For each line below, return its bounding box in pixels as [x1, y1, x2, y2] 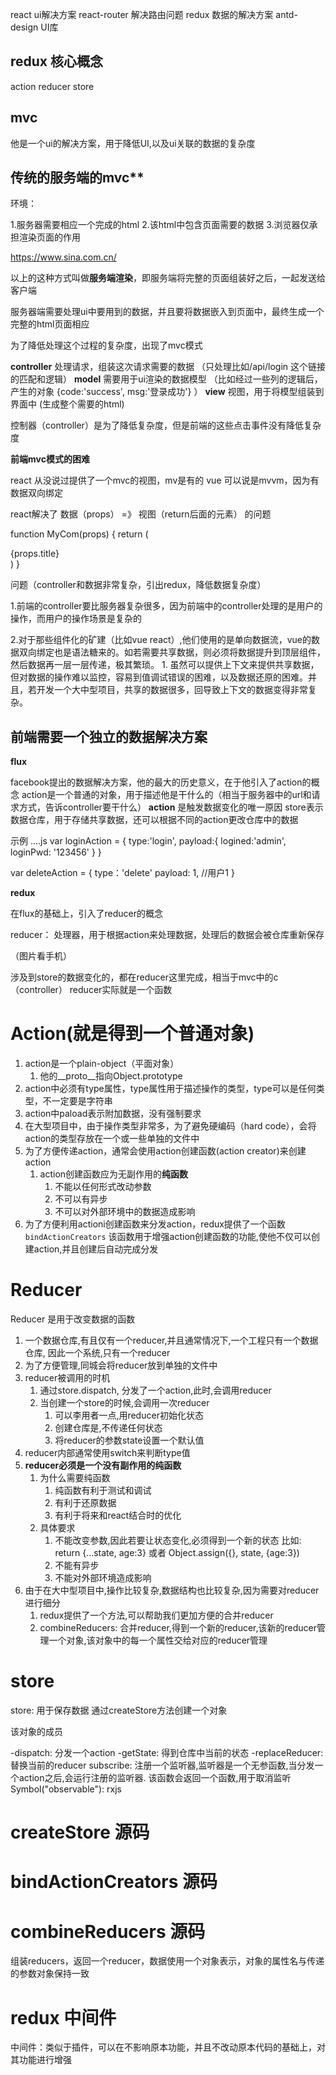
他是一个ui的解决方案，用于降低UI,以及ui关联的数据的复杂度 [10, 137, 256, 149]
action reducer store [10, 80, 95, 92]
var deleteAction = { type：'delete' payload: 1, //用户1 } [10, 867, 235, 879]
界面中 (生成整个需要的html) [10, 398, 125, 410]
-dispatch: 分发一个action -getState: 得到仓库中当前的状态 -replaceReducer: [10, 1747, 324, 1759]
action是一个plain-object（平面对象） [24, 1058, 180, 1070]
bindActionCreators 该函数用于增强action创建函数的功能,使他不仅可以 [24, 1231, 312, 1243]
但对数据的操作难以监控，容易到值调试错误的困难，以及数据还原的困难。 [10, 671, 308, 683]
